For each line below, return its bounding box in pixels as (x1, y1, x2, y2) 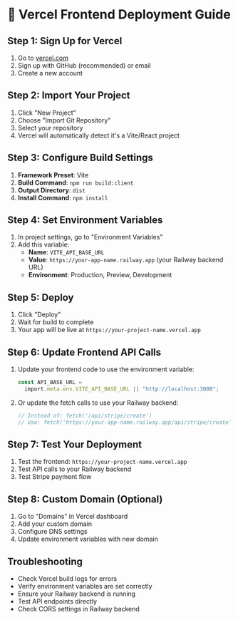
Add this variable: (17, 240, 70, 249)
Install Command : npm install (17, 193, 108, 202)
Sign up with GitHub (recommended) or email (17, 61, 151, 70)
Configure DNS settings (17, 527, 88, 536)
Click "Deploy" (17, 310, 61, 319)
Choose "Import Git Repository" (17, 115, 111, 124)
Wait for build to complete (17, 318, 94, 326)
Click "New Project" (17, 108, 76, 117)
